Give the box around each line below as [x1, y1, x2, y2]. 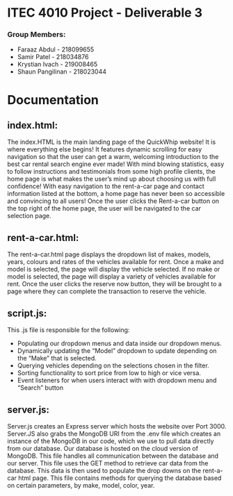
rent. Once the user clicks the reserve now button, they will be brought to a [7, 280, 223, 288]
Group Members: [7, 30, 66, 40]
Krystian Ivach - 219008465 [17, 60, 98, 69]
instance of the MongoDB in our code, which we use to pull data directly [7, 436, 214, 445]
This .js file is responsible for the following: [7, 326, 130, 334]
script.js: [7, 307, 47, 319]
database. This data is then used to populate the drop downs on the [7, 466, 202, 474]
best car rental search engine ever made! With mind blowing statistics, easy [7, 160, 225, 168]
